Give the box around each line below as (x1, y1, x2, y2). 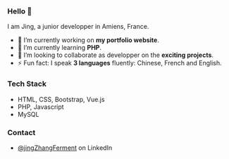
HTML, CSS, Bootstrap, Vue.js (17, 95, 105, 103)
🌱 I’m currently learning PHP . (17, 44, 102, 52)
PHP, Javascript (17, 102, 65, 111)
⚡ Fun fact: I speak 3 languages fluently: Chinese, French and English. (17, 59, 222, 68)
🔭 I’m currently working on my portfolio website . (17, 36, 160, 44)
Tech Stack (7, 79, 47, 89)
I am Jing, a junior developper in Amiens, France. (7, 23, 149, 31)
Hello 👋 (7, 6, 32, 16)
